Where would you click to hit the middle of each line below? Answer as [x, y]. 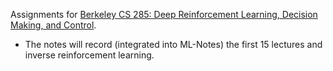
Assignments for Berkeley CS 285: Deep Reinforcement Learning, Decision [164, 14]
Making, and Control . [53, 25]
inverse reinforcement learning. [89, 55]
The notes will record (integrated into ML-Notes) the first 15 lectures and [173, 44]
